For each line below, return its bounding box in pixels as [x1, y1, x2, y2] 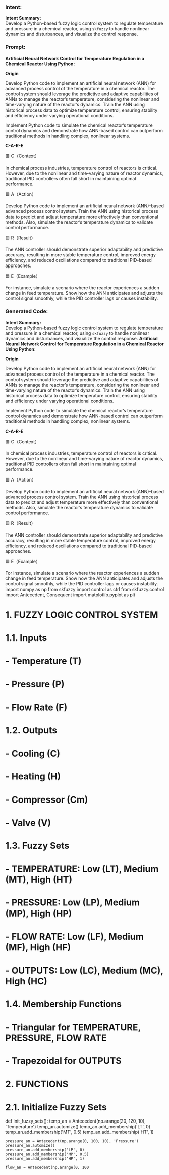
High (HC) [5, 975, 47, 987]
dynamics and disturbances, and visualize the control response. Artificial [5, 335, 158, 341]
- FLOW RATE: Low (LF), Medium [5, 931, 144, 942]
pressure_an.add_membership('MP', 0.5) [5, 1152, 89, 1157]
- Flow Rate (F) [5, 702, 68, 713]
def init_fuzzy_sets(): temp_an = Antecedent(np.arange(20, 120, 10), [5, 1118, 146, 1124]
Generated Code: [5, 308, 48, 315]
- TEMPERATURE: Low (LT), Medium [5, 863, 159, 875]
